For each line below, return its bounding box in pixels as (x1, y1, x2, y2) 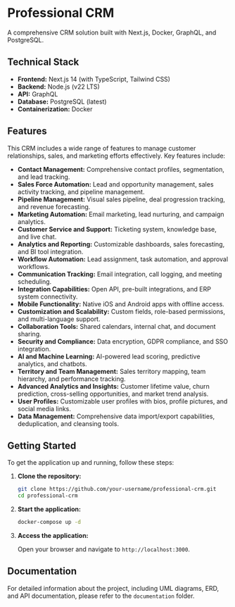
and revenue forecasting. (17, 202, 91, 211)
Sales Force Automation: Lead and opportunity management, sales (17, 180, 214, 188)
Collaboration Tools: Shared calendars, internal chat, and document (17, 322, 216, 330)
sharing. (17, 330, 42, 338)
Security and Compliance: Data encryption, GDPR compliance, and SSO (17, 337, 229, 346)
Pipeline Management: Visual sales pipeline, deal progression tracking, (17, 195, 225, 204)
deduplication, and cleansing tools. (17, 419, 120, 427)
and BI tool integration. (17, 247, 84, 256)
